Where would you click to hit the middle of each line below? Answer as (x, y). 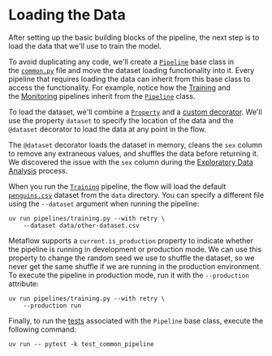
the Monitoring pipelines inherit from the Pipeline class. (102, 96)
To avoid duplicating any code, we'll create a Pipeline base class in (121, 62)
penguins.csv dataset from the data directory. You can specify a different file (136, 195)
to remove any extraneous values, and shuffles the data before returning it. (134, 153)
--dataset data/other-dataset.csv (81, 225)
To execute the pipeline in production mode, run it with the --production (129, 275)
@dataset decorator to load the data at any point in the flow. (108, 129)
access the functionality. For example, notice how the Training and (120, 88)
